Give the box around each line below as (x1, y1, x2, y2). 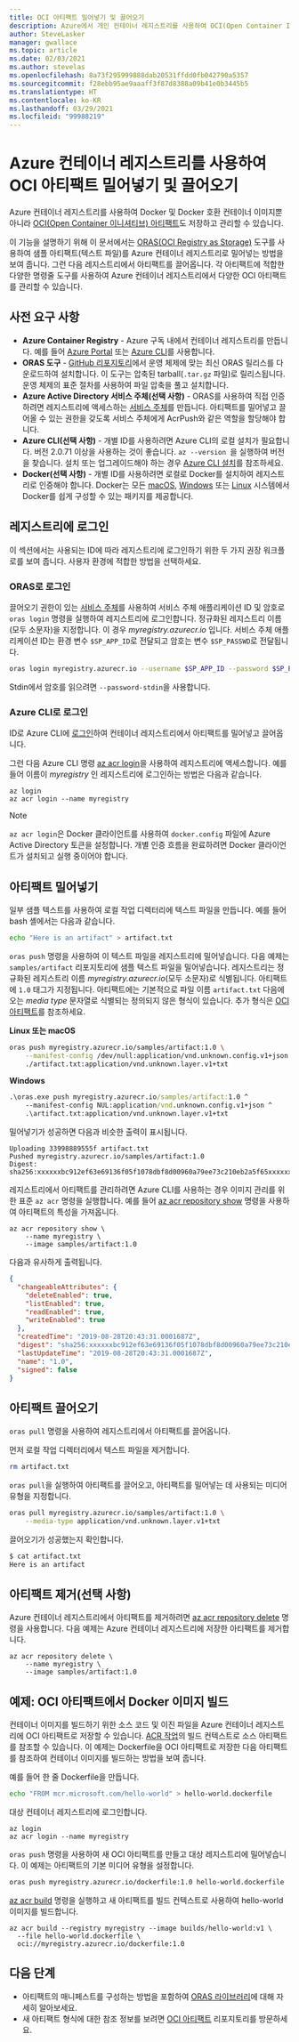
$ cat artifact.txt (9, 1552, 82, 1561)
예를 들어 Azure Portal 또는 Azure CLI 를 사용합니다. (34, 346, 215, 357)
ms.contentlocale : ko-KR (9, 95, 101, 105)
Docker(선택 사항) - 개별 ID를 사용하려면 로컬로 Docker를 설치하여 (21, 468, 255, 479)
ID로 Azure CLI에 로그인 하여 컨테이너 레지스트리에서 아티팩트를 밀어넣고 (9, 728, 260, 739)
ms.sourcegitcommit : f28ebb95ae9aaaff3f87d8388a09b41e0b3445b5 (9, 79, 249, 88)
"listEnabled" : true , (25, 1299, 105, 1308)
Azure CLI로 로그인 (9, 706, 89, 718)
